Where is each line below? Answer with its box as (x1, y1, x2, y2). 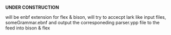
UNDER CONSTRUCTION (5, 5, 59, 10)
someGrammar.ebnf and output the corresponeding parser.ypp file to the (5, 20, 160, 25)
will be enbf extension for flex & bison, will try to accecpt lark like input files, (5, 14, 166, 20)
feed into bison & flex (5, 25, 50, 31)
